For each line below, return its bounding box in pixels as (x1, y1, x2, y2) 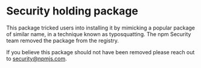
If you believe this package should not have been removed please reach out (6, 48, 195, 55)
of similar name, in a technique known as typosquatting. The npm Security (6, 30, 191, 37)
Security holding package (6, 4, 139, 18)
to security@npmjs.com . (6, 55, 68, 62)
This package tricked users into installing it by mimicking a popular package (6, 24, 195, 31)
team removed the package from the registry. (6, 37, 120, 44)
